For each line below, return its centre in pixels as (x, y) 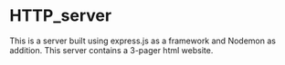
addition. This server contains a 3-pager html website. (111, 50)
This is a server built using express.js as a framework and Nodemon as (143, 41)
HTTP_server (61, 16)
